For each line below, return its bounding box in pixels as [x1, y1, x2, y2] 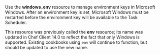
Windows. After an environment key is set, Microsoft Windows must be [5, 9, 149, 15]
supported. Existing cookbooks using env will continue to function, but [5, 39, 147, 45]
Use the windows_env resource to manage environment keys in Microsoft [5, 4, 156, 10]
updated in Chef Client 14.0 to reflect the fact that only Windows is [5, 34, 140, 40]
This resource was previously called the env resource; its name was [5, 29, 143, 35]
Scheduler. [5, 19, 27, 25]
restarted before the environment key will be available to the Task [5, 15, 138, 20]
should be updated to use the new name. [5, 45, 88, 50]
